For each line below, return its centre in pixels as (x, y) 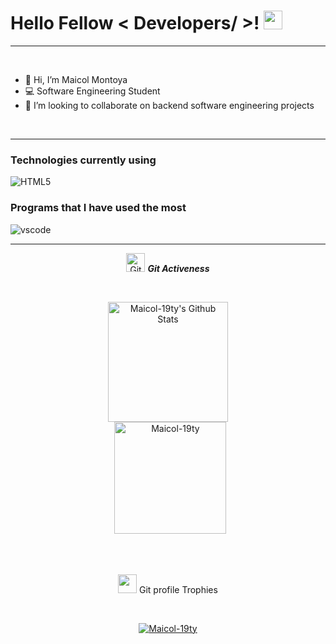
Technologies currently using (83, 160)
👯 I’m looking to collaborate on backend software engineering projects (169, 105)
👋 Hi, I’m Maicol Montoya (76, 79)
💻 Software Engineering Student (92, 91)
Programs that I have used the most (98, 208)
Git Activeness (178, 268)
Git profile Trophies (178, 589)
